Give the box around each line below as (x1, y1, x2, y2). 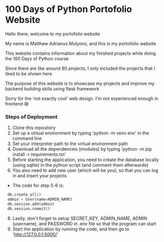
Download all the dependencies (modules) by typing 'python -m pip (12, 146, 152, 152)
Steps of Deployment (5, 113, 57, 120)
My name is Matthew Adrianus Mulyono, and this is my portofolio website (5, 40, 156, 46)
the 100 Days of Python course (5, 55, 69, 61)
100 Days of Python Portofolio (5, 4, 132, 15)
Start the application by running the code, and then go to (12, 226, 129, 232)
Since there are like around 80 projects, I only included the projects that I (5, 65, 155, 71)
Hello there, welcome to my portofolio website (5, 31, 100, 37)
